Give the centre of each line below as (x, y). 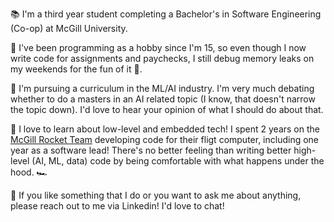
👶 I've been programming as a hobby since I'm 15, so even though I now (158, 47)
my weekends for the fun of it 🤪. (76, 69)
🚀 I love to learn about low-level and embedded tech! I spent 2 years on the (165, 129)
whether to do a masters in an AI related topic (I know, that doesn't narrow (163, 99)
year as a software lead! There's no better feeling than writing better (151, 150)
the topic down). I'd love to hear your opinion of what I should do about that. (167, 109)
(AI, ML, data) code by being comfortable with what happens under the (178, 161)
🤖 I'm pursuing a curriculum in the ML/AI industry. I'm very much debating (162, 88)
